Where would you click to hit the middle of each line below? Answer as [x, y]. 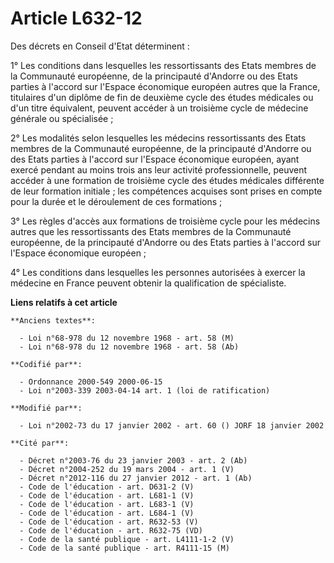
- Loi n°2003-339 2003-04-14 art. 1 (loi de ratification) [145, 390]
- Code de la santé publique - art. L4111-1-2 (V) [127, 539]
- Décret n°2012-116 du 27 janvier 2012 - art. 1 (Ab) [136, 478]
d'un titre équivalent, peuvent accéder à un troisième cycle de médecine [159, 108]
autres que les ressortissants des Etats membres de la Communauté [151, 231]
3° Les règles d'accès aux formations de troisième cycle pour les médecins [165, 221]
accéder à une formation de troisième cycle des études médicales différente [167, 180]
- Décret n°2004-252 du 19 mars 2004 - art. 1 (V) [127, 469]
